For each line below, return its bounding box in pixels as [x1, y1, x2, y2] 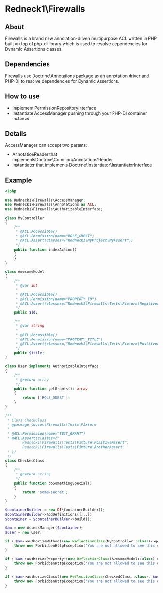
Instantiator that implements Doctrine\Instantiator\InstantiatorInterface [12, 162, 152, 168]
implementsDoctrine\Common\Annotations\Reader [12, 157, 113, 163]
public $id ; [14, 310, 38, 315]
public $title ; [14, 351, 45, 356]
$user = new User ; [5, 530, 42, 535]
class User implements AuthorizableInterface [5, 364, 98, 369]
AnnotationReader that [12, 152, 57, 157]
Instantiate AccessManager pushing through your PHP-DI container [12, 110, 147, 116]
